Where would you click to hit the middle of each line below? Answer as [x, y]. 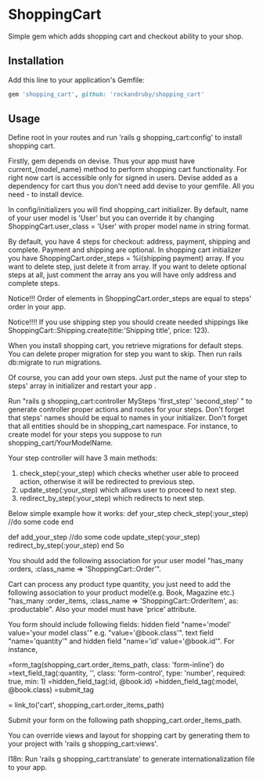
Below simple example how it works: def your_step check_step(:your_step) [128, 514]
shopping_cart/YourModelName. [61, 443]
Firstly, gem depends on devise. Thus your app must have [102, 161]
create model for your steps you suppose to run [85, 434]
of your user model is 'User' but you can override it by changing [111, 218]
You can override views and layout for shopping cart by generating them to [129, 735]
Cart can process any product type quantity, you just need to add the [119, 584]
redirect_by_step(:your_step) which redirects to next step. [112, 498]
